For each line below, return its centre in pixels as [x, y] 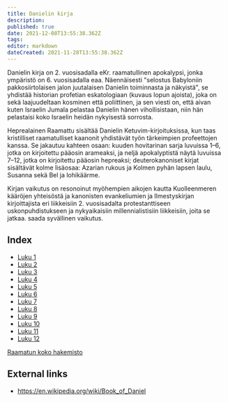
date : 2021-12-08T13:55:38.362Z [54, 33]
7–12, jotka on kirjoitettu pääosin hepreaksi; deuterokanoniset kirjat [103, 160]
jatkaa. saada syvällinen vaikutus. [55, 218]
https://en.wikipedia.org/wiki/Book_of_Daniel [82, 391]
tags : [15, 40]
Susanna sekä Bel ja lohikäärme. [54, 174]
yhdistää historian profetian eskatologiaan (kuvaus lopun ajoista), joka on [112, 94]
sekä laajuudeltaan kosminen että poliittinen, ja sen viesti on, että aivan [109, 102]
